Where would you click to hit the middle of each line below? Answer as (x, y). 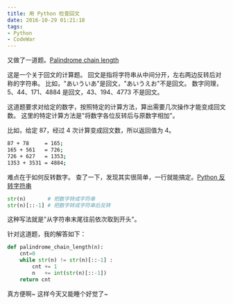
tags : (15, 26)
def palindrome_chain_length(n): (55, 247)
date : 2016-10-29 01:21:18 (46, 20)
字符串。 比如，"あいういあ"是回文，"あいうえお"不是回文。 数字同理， (121, 83)
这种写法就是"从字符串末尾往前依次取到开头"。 (74, 219)
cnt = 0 (28, 254)
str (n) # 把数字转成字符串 (51, 199)
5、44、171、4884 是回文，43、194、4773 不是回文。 (85, 92)
